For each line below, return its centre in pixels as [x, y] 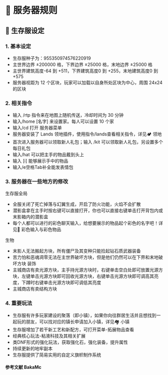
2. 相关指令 [19, 103]
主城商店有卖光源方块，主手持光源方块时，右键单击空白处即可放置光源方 [88, 270]
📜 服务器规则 [32, 10]
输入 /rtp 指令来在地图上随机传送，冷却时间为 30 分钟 [68, 115]
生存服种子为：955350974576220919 [52, 58]
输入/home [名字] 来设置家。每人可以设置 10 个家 [63, 121]
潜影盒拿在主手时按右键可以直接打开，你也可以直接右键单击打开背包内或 [88, 211]
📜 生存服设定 [25, 31]
